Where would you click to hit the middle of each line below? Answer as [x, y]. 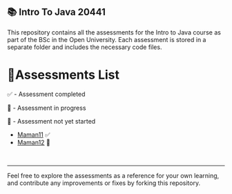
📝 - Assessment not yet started [51, 121]
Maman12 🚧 [33, 142]
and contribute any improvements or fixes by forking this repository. [104, 183]
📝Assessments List [63, 75]
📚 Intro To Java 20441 [56, 12]
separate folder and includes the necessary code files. [85, 47]
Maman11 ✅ [33, 135]
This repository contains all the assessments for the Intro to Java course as [114, 32]
